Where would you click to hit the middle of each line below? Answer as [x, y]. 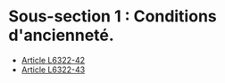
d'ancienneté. [62, 35]
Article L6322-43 [53, 70]
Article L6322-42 [53, 60]
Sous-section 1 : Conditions [112, 17]
